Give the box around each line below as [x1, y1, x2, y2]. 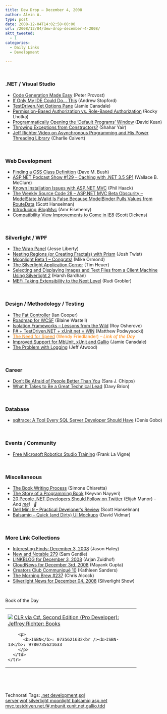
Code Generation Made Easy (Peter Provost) [12, 92, 105, 98]
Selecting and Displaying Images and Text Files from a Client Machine [12, 267, 158, 273]
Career [5, 366, 23, 373]
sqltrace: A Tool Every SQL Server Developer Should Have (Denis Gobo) [12, 417, 162, 423]
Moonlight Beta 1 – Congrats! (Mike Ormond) [12, 256, 105, 263]
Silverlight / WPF [5, 234, 47, 242]
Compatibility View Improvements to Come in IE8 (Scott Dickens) [12, 212, 148, 218]
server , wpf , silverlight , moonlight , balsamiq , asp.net [5, 698, 107, 704]
